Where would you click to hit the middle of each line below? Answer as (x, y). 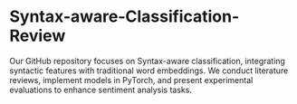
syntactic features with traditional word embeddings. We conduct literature (149, 71)
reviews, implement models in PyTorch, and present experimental (131, 80)
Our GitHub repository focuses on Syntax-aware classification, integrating (147, 61)
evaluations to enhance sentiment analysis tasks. (101, 90)
